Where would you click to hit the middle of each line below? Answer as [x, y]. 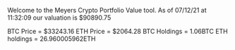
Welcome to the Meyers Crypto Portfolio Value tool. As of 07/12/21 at [107, 10]
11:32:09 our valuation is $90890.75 [59, 18]
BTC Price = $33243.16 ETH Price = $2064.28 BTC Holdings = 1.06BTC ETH [117, 31]
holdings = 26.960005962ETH [52, 39]
